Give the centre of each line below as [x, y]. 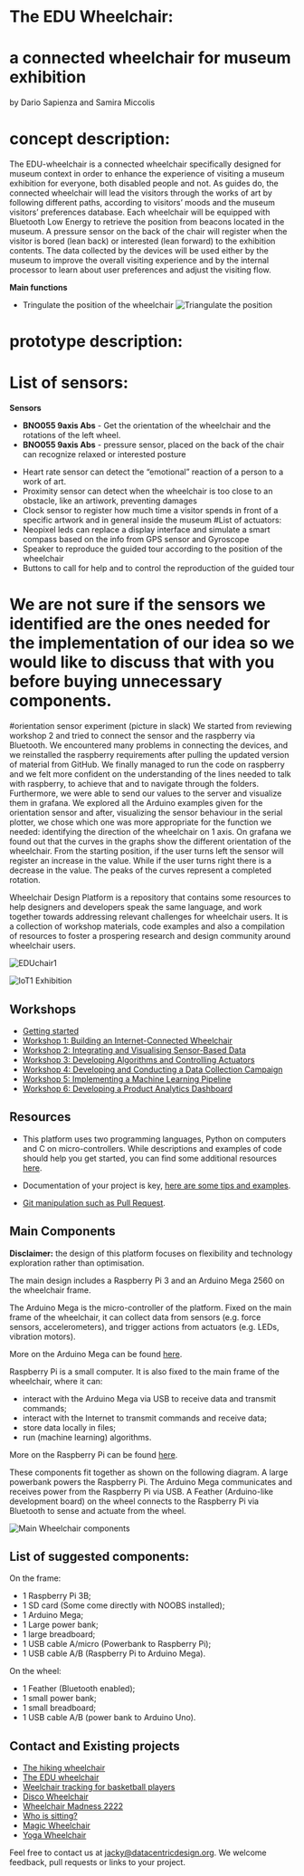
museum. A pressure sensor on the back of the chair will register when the [148, 232]
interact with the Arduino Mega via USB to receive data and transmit [149, 1398]
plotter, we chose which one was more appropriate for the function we [141, 822]
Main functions [38, 288]
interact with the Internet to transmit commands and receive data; [144, 1418]
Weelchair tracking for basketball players [99, 1787]
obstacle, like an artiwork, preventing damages [109, 501]
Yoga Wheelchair [54, 1835]
